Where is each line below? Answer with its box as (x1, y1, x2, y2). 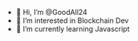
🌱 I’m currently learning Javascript (15, 24, 130, 33)
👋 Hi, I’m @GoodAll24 (15, 8, 88, 17)
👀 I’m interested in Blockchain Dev (15, 16, 129, 25)
